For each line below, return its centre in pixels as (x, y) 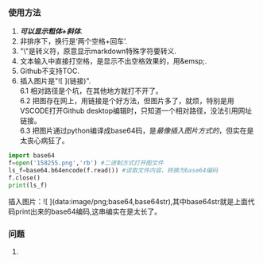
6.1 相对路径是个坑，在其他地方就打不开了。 (91, 91)
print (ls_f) (28, 185)
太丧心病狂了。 (44, 141)
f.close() (25, 178)
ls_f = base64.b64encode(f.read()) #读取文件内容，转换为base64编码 (113, 171)
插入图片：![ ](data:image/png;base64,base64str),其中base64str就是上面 (128, 201)
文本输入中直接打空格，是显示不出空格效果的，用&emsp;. (113, 61)
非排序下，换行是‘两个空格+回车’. (73, 41)
